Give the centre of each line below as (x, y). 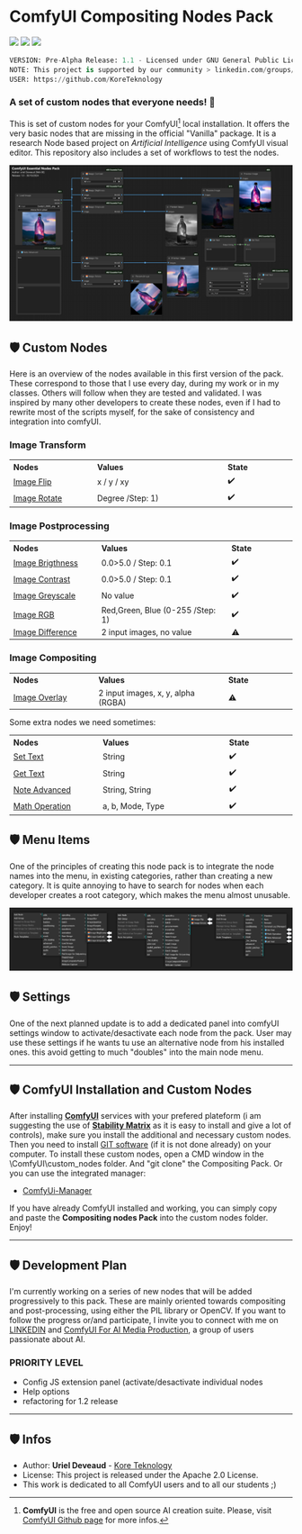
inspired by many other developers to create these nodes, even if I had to (145, 403)
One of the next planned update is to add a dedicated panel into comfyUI (144, 1023)
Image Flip (32, 481)
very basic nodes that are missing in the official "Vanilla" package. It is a (143, 133)
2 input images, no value (147, 632)
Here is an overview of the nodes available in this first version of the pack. (147, 374)
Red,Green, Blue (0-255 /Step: (158, 610)
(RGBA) (112, 702)
